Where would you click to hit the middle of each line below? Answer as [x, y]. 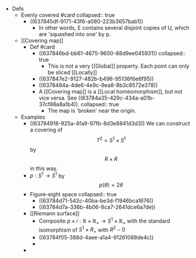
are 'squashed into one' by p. [75, 34]
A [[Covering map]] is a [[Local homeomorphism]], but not [111, 91]
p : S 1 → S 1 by [47, 175]
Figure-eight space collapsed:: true [73, 194]
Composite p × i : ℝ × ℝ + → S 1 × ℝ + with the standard [105, 221]
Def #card [42, 47]
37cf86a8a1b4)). [59, 104]
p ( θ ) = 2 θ [111, 185]
